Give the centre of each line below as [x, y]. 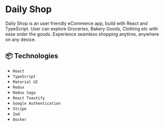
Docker [20, 119]
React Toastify [29, 98]
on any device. [21, 39]
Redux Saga [24, 93]
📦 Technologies [32, 56]
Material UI [25, 82]
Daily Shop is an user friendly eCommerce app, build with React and [77, 23]
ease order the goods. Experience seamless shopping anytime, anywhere [82, 34]
